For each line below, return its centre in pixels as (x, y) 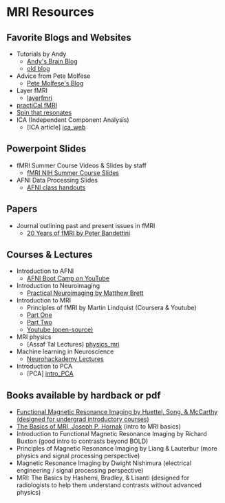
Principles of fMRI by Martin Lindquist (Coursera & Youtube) (111, 308)
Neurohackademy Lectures (65, 359)
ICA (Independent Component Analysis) (73, 120)
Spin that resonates (44, 112)
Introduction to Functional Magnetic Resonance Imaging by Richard (111, 434)
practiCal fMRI (37, 105)
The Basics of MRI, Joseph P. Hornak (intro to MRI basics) (99, 427)
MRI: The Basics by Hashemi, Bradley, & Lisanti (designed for (103, 478)
